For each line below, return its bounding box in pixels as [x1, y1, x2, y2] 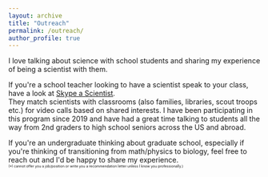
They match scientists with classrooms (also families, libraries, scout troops [8, 97, 258, 107]
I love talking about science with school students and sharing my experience [8, 56, 261, 66]
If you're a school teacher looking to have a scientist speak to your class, [8, 80, 249, 90]
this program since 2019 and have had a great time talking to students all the [8, 114, 260, 124]
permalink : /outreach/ [8, 26, 84, 34]
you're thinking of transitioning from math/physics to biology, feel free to [8, 147, 248, 156]
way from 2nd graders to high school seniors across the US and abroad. [8, 123, 246, 132]
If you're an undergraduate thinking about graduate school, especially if [8, 138, 245, 148]
